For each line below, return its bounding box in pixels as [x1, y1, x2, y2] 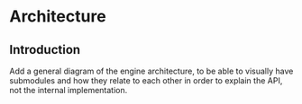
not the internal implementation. [9, 85, 128, 95]
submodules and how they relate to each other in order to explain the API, [9, 75, 283, 86]
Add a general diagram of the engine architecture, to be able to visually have [9, 65, 294, 76]
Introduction [9, 42, 81, 57]
